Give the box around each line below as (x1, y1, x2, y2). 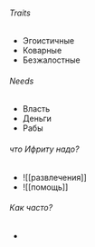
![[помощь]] (22, 182, 69, 193)
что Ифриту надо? (9, 143, 80, 154)
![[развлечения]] (22, 172, 88, 183)
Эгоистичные (22, 35, 75, 46)
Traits (9, 7, 32, 18)
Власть (22, 104, 51, 114)
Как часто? (9, 203, 53, 213)
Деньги (22, 114, 52, 124)
